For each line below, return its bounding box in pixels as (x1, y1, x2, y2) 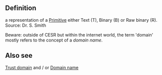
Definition (5, 4, 36, 12)
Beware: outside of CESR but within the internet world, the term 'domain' (5, 32, 154, 37)
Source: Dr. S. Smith (5, 22, 46, 28)
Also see (5, 51, 33, 60)
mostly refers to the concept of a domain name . (5, 37, 103, 43)
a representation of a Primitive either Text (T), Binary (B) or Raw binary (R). (5, 17, 158, 23)
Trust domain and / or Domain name (5, 64, 79, 71)
